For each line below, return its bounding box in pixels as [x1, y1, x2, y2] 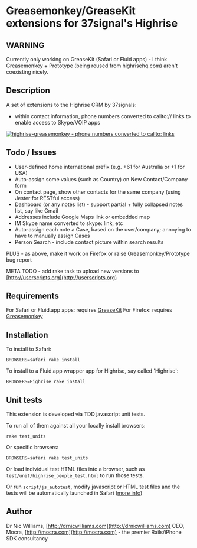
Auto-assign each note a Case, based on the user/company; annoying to [14, 226, 192, 233]
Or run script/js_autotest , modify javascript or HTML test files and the [6, 483, 180, 491]
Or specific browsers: [6, 444, 59, 451]
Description [6, 86, 50, 96]
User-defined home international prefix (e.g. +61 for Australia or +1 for [14, 163, 185, 170]
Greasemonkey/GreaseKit [6, 4, 136, 18]
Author [6, 507, 32, 517]
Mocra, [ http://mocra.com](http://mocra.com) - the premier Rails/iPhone [6, 529, 182, 536]
